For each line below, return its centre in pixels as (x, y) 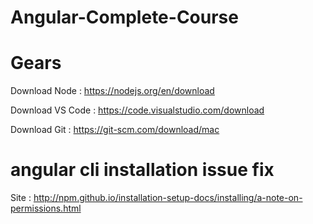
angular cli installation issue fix (142, 170)
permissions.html (46, 208)
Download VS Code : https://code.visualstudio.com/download (137, 110)
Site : (21, 198)
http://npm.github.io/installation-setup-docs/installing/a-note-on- (168, 198)
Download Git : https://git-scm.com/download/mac (115, 130)
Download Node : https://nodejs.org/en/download (112, 91)
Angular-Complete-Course (124, 17)
